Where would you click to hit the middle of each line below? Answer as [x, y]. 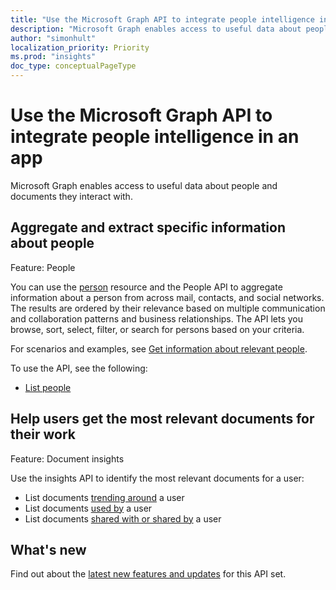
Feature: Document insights [67, 458]
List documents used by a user [88, 508]
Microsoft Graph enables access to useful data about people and [144, 185]
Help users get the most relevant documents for [162, 419]
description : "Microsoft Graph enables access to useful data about [156, 29]
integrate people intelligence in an [155, 137]
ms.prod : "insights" [53, 57]
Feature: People [43, 267]
